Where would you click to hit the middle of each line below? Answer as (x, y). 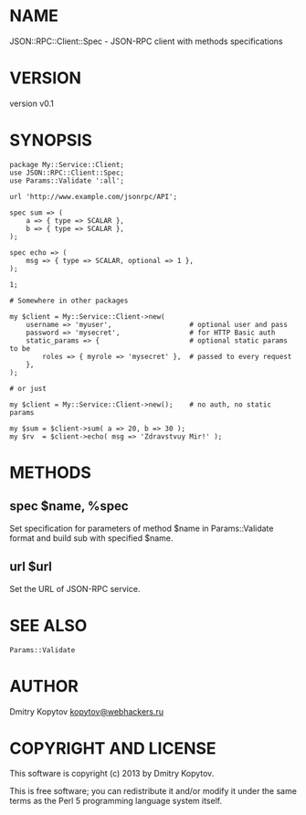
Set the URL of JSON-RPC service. (75, 588)
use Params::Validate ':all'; (67, 180)
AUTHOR (44, 686)
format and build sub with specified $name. (91, 538)
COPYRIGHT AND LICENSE (113, 748)
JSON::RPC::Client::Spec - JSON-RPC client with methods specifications (146, 41)
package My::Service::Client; (67, 164)
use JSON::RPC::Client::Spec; (67, 173)
